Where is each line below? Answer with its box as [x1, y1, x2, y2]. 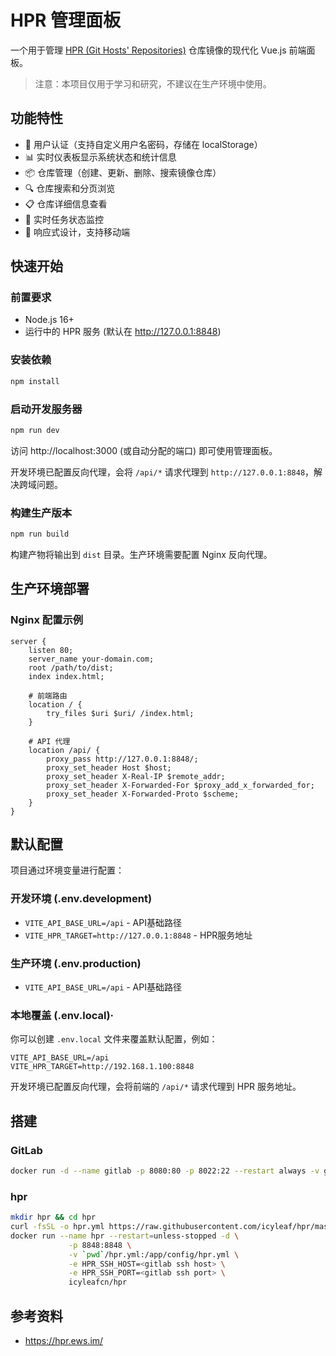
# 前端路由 [28, 691, 68, 701]
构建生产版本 [10, 506, 73, 520]
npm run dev [10, 425, 60, 435]
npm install [10, 376, 60, 386]
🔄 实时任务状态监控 [24, 213, 104, 225]
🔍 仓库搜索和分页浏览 [24, 182, 116, 194]
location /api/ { [28, 745, 101, 755]
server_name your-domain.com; [28, 654, 155, 664]
